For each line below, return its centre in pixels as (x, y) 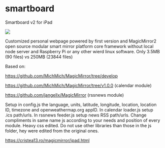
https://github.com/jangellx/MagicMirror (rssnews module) (65, 95)
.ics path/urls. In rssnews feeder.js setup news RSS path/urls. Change (76, 115)
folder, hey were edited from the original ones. (52, 131)
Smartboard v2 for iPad (29, 22)
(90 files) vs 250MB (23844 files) (39, 57)
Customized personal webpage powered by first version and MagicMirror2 (81, 41)
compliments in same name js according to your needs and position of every (83, 120)
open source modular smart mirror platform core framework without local (79, 46)
